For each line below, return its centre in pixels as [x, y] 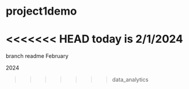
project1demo [41, 11]
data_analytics [130, 80]
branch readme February [37, 56]
